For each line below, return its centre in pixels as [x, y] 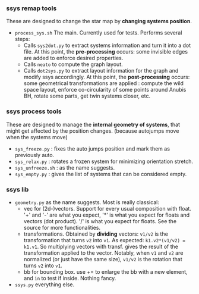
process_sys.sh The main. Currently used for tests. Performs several [98, 33]
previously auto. [34, 155]
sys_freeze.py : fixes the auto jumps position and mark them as [92, 148]
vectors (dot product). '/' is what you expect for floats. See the [100, 221]
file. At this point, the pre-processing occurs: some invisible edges [106, 52]
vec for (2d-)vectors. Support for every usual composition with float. [108, 208]
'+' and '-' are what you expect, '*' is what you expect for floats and [107, 215]
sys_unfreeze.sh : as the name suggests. [64, 167]
